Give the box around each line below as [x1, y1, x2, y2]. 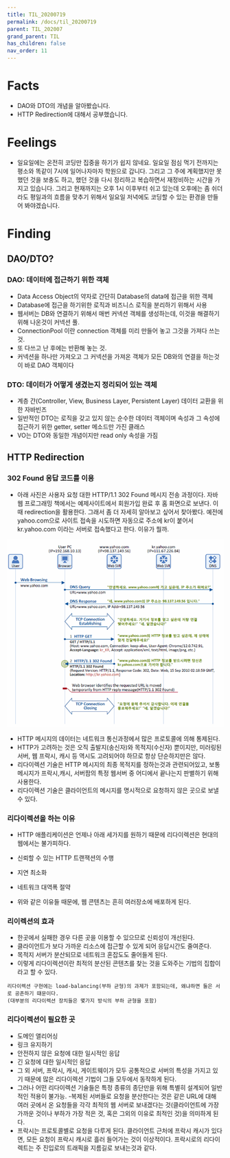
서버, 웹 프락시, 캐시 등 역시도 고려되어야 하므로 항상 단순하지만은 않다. [16, 751, 206, 760]
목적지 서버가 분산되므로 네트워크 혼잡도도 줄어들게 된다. [16, 951, 168, 959]
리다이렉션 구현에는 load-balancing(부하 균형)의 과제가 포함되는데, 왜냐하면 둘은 [7, 983, 213, 990]
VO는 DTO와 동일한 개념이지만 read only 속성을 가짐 [16, 431, 159, 440]
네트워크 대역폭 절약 [16, 883, 71, 892]
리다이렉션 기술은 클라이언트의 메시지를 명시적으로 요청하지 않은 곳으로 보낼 [16, 786, 220, 794]
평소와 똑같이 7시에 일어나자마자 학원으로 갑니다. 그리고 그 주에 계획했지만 [16, 167, 215, 175]
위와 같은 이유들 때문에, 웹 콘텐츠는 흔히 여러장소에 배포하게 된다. [16, 898, 191, 906]
